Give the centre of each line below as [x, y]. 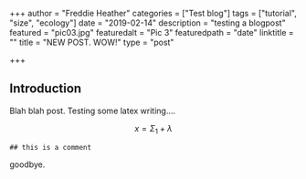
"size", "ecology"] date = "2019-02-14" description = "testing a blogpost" [148, 23]
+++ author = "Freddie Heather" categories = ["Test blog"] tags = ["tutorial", [153, 13]
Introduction [46, 89]
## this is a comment [51, 147]
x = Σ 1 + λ [153, 129]
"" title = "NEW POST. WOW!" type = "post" [92, 42]
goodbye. [27, 164]
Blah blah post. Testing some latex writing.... [93, 111]
